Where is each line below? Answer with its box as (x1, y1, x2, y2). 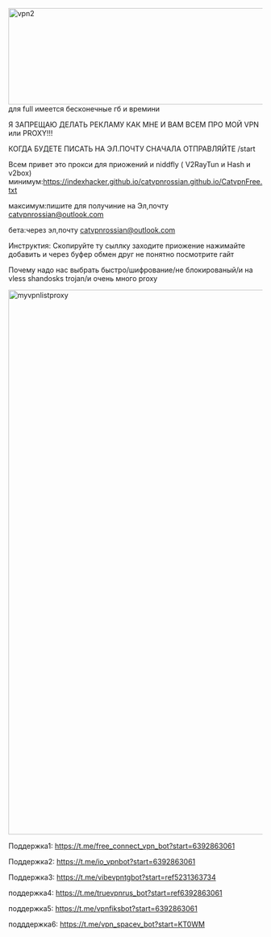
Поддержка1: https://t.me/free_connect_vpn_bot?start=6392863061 (8, 841, 236, 851)
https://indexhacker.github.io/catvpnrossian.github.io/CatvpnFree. (43, 177, 263, 186)
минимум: (8, 177, 44, 186)
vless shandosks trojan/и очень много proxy (8, 274, 158, 283)
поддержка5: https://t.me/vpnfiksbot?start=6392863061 (8, 904, 198, 913)
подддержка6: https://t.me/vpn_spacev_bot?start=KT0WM (8, 919, 206, 929)
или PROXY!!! (8, 128, 53, 137)
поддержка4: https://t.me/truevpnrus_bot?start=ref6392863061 (8, 889, 223, 897)
